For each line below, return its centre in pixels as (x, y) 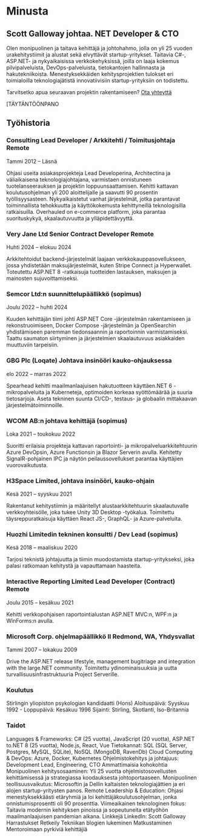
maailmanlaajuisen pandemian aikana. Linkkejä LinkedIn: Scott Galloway (96, 816)
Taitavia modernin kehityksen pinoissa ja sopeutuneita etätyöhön (87, 810)
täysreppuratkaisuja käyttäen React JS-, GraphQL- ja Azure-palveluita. (95, 519)
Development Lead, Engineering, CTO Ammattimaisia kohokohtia (87, 764)
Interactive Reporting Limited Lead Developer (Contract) (91, 581)
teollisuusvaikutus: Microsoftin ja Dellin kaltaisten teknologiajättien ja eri (96, 784)
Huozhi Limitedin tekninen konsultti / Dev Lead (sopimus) (92, 535)
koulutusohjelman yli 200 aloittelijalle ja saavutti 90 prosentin (82, 192)
